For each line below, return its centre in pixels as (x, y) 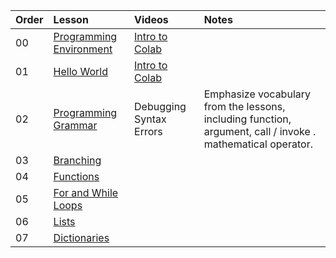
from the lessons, (244, 106)
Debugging (160, 106)
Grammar (75, 125)
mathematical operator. (258, 144)
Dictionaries (81, 237)
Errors (148, 131)
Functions (76, 176)
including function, (247, 119)
